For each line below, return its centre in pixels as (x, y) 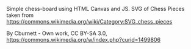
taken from (20, 15)
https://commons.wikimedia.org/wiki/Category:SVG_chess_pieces (89, 21)
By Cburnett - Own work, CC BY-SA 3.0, (57, 33)
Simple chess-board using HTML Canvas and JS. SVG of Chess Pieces (95, 9)
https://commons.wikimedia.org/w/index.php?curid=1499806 (83, 40)
